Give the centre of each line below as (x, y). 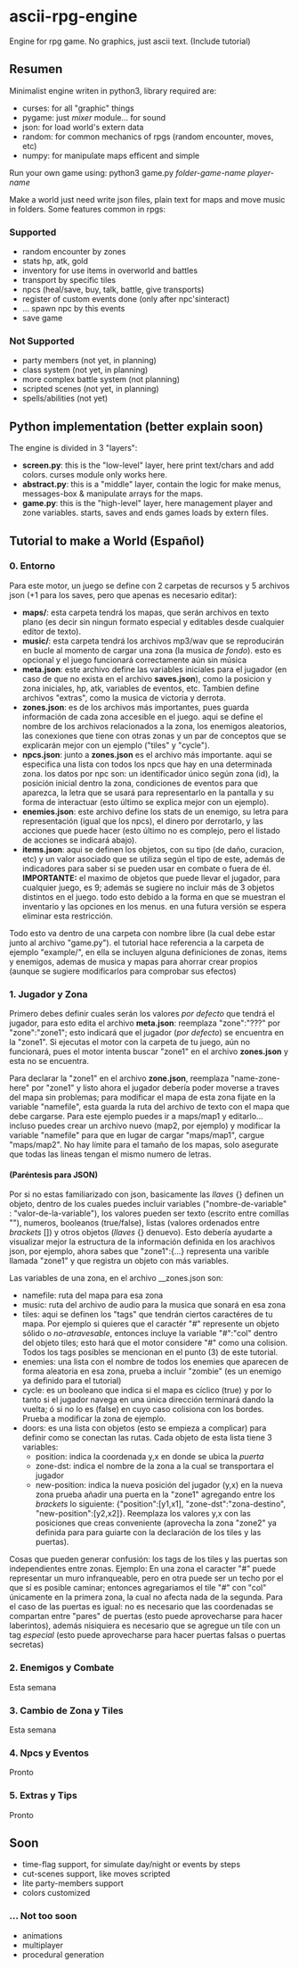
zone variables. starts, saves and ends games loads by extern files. (145, 513)
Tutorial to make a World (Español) (107, 540)
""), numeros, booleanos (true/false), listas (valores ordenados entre (134, 1223)
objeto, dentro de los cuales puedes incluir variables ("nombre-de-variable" (148, 1204)
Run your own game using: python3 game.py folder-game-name (128, 172)
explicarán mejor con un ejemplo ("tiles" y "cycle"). (116, 745)
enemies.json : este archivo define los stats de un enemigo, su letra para (155, 811)
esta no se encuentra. (49, 1061)
